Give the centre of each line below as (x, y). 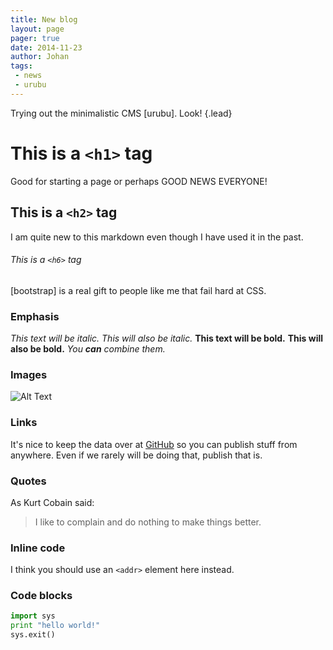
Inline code (38, 548)
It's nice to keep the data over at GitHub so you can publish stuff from (154, 444)
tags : (21, 66)
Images (29, 374)
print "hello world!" (55, 626)
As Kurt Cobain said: (52, 502)
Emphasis (35, 316)
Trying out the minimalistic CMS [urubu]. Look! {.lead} (121, 113)
